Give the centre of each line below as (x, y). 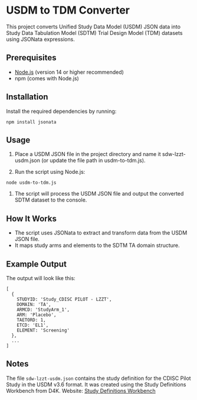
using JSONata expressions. (40, 39)
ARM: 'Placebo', (37, 315)
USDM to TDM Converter (68, 10)
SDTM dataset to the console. (51, 200)
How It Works (32, 218)
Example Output (36, 264)
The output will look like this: (41, 278)
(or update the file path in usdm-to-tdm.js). (93, 161)
